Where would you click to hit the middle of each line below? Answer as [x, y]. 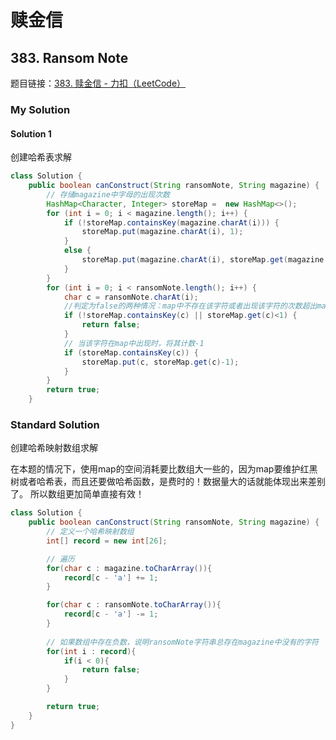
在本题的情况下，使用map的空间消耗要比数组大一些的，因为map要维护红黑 [164, 469]
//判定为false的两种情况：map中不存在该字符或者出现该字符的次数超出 [190, 306]
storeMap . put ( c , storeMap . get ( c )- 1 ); [160, 362]
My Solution [40, 109]
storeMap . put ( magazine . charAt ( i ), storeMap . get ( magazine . [205, 260]
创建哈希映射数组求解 [54, 448]
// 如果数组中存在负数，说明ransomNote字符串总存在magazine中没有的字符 [182, 642]
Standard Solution [55, 424]
